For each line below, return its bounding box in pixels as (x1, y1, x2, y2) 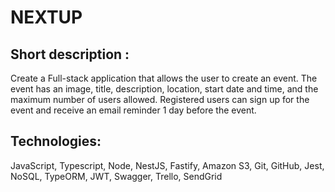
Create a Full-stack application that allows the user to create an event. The (10, 72, 318, 84)
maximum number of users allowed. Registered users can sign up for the (10, 94, 310, 105)
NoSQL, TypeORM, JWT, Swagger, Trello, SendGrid (10, 170, 223, 182)
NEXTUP (10, 6, 83, 29)
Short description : (10, 46, 130, 63)
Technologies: (10, 133, 102, 150)
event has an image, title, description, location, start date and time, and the (10, 83, 319, 95)
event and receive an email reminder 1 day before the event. (10, 104, 257, 116)
